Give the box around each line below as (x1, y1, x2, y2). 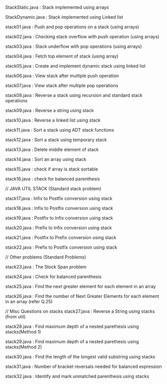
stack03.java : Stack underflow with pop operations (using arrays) (5, 43, 142, 49)
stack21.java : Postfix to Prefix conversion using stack (5, 235, 117, 240)
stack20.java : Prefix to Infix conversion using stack (5, 225, 112, 231)
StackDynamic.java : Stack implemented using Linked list (5, 14, 123, 20)
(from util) (5, 314, 26, 319)
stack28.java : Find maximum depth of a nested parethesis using (5, 323, 139, 330)
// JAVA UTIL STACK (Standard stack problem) (5, 186, 102, 191)
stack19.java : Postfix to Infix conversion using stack (5, 215, 113, 221)
